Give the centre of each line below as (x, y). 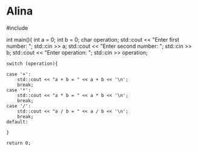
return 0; (19, 143)
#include (17, 28)
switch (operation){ (32, 64)
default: (17, 122)
